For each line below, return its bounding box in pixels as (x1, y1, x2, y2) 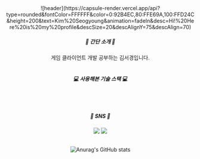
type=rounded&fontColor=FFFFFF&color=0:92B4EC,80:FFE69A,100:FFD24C (6, 11, 195, 18)
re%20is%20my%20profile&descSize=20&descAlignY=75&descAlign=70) (9, 24, 192, 30)
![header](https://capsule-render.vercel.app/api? (41, 5, 160, 11)
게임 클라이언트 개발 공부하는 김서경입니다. (50, 54, 150, 61)
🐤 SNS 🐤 (90, 112, 110, 120)
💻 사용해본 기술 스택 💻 (73, 75, 128, 82)
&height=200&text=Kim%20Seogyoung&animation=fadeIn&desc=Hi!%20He (6, 17, 195, 24)
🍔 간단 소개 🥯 (85, 38, 115, 45)
